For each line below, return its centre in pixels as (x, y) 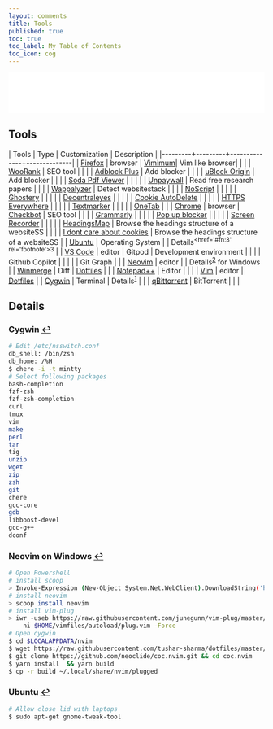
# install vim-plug (41, 611)
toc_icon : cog (32, 54)
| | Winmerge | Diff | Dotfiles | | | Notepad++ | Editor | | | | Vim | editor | (126, 270)
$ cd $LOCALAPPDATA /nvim (50, 641)
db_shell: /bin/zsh (41, 354)
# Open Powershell (39, 573)
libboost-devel (34, 520)
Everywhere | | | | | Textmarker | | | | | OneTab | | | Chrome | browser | (124, 206)
